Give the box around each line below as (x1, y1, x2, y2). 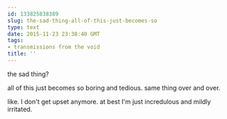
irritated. (7, 105, 33, 113)
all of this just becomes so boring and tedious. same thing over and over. (7, 83, 221, 92)
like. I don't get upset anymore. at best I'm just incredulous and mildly (7, 97, 211, 105)
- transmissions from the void (7, 43, 100, 51)
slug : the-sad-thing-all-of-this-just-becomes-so (7, 17, 158, 24)
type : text (7, 24, 40, 31)
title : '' (7, 51, 37, 58)
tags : (7, 37, 23, 44)
